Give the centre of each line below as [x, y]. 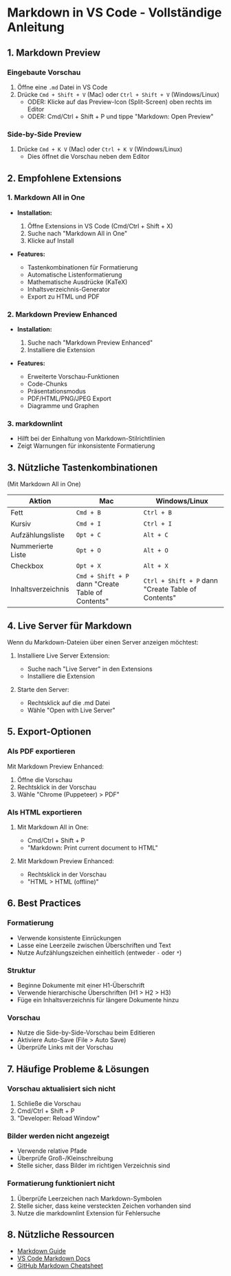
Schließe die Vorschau [49, 1104]
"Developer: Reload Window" [58, 1118]
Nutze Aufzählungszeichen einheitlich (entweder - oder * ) [99, 952]
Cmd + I [88, 524]
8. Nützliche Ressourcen [61, 1235]
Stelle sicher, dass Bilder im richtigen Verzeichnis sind [93, 1166]
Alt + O [156, 551]
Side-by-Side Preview [44, 134]
